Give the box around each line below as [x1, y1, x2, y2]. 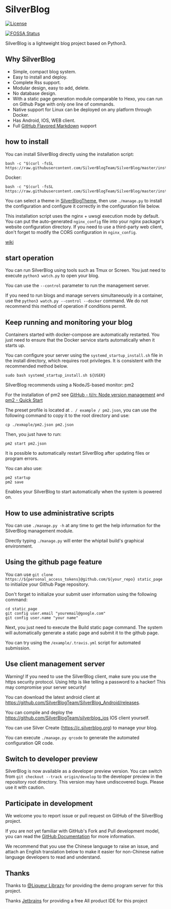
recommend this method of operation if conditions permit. [5, 303, 127, 309]
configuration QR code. [5, 740, 54, 746]
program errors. [5, 455, 39, 462]
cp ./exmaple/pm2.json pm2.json [5, 422, 74, 428]
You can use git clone [5, 571, 53, 577]
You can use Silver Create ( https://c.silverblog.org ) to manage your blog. [5, 724, 158, 731]
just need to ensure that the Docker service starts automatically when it [5, 337, 155, 343]
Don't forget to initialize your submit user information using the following [5, 591, 157, 597]
